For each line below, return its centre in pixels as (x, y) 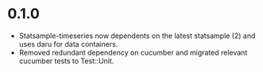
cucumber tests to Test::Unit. (66, 61)
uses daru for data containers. (68, 44)
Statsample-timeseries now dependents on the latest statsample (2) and (137, 36)
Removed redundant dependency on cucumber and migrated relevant (133, 52)
